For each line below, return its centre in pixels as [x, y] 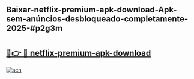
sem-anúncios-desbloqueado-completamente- [97, 19]
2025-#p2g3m [35, 28]
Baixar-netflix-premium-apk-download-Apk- [92, 10]
